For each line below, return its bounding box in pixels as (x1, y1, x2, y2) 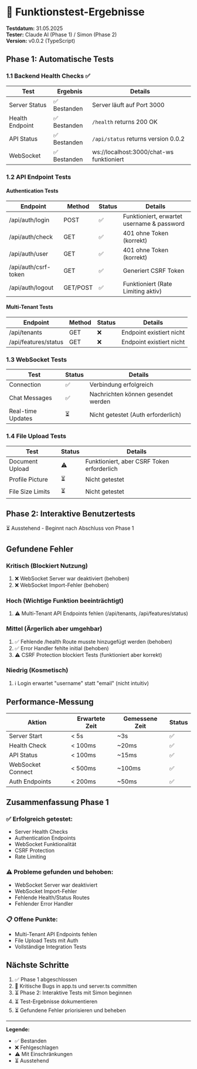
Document (9, 457, 38, 465)
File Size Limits (9, 487, 50, 496)
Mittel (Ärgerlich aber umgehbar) (6, 624, 103, 633)
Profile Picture (9, 476, 48, 484)
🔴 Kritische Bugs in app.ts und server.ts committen (14, 982, 137, 990)
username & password (123, 219, 185, 228)
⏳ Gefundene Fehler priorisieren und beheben (14, 1007, 126, 1014)
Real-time (9, 407, 37, 415)
